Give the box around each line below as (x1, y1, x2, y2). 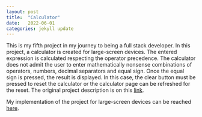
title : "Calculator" (6, 14, 61, 20)
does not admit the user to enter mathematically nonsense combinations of (6, 61, 192, 68)
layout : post (6, 8, 39, 15)
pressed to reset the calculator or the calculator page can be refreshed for (6, 80, 191, 88)
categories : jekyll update (6, 25, 74, 32)
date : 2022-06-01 (6, 20, 55, 26)
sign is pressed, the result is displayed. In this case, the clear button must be (6, 74, 196, 81)
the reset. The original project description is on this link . (6, 86, 144, 94)
